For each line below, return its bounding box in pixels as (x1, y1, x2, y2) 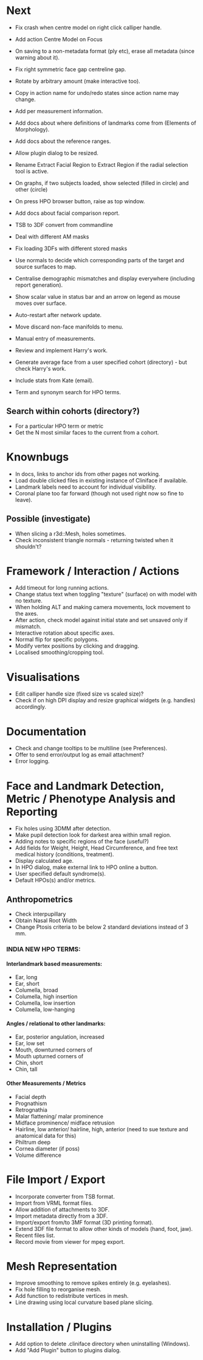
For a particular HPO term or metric (15, 422, 104, 430)
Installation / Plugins (6, 1320, 112, 1334)
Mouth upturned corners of (15, 1053, 84, 1060)
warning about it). (15, 54, 60, 61)
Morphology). (15, 125, 50, 133)
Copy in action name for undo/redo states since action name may (15, 89, 179, 96)
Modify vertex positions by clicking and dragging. (15, 643, 140, 650)
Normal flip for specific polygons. (15, 636, 99, 643)
